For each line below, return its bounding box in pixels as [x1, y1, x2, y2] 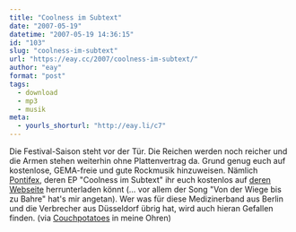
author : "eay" [9, 64, 63, 73]
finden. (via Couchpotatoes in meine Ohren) [9, 212, 172, 223]
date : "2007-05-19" [9, 21, 83, 30]
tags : [9, 80, 30, 89]
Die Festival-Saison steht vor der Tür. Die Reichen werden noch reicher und [9, 146, 288, 157]
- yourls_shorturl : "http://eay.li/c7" [17, 122, 167, 131]
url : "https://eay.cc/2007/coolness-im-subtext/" [9, 55, 199, 64]
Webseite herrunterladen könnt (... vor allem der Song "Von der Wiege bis [9, 185, 283, 194]
